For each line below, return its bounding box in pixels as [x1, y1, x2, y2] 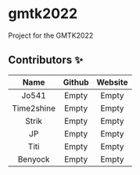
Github [63, 76, 89, 87]
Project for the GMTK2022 [8, 31, 94, 40]
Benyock [17, 154, 50, 165]
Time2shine [12, 103, 56, 114]
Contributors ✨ [8, 53, 84, 67]
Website [96, 76, 128, 87]
